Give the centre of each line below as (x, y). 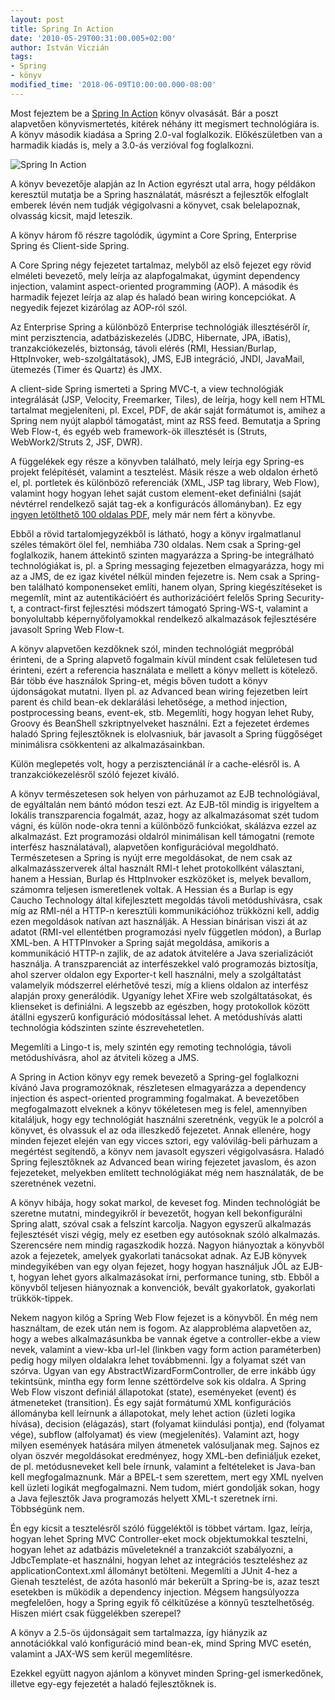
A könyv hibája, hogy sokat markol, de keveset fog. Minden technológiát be (165, 1202)
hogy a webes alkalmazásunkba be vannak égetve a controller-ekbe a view (165, 1338)
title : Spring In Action (62, 29)
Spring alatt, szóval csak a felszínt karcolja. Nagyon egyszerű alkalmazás (161, 1223)
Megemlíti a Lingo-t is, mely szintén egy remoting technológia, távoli (151, 1047)
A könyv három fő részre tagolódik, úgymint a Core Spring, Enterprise (153, 235)
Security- (305, 597)
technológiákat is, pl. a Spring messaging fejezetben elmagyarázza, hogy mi (167, 565)
